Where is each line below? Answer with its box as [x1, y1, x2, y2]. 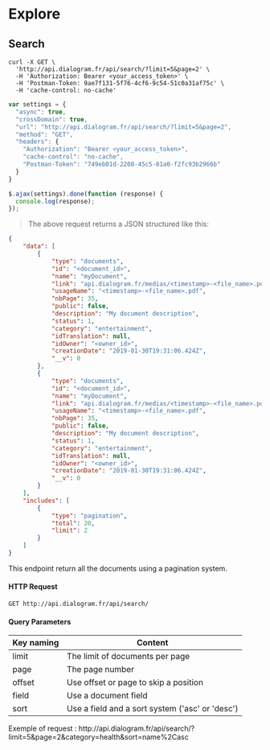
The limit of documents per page [67, 651, 190, 662]
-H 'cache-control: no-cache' [15, 86, 117, 94]
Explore [8, 5, 61, 23]
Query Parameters [8, 616, 72, 626]
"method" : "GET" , [15, 130, 74, 138]
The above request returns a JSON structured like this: [27, 219, 209, 229]
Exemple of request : [8, 723, 77, 733]
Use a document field [67, 690, 148, 701]
